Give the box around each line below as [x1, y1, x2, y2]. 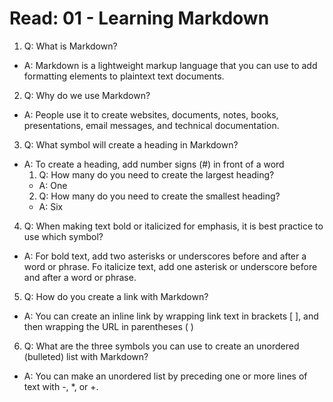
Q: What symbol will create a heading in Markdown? [23, 138, 239, 151]
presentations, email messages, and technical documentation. [23, 119, 280, 131]
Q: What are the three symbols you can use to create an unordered [23, 340, 300, 352]
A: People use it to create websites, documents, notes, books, [23, 108, 279, 121]
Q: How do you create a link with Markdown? [23, 290, 209, 302]
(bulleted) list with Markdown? [23, 350, 149, 362]
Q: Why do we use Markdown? [23, 89, 151, 101]
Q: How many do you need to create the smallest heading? [38, 190, 281, 202]
